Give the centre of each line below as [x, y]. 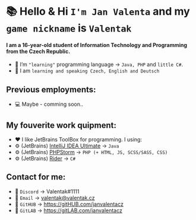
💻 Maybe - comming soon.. [49, 104]
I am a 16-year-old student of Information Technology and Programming [97, 45]
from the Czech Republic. [38, 51]
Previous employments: [51, 89]
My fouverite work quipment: [61, 125]
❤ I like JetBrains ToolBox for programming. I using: [78, 140]
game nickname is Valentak [69, 28]
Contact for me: [36, 177]
